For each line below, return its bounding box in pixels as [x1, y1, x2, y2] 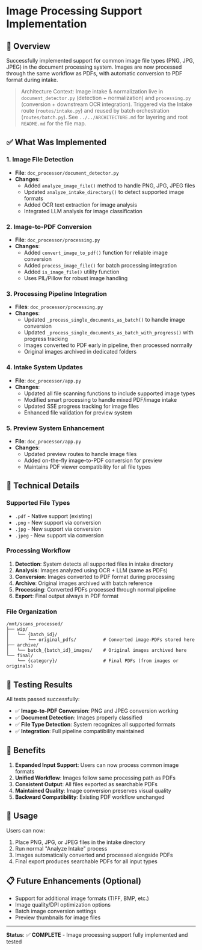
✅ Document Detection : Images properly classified [14, 714, 142, 721]
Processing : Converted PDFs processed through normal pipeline [14, 586, 176, 593]
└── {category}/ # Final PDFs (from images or [17, 658, 179, 664]
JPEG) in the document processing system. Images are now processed [6, 63, 182, 70]
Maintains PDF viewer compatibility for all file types [23, 463, 151, 470]
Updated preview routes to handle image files [23, 450, 137, 457]
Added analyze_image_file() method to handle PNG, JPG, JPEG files [23, 182, 195, 189]
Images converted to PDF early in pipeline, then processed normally [23, 342, 192, 349]
